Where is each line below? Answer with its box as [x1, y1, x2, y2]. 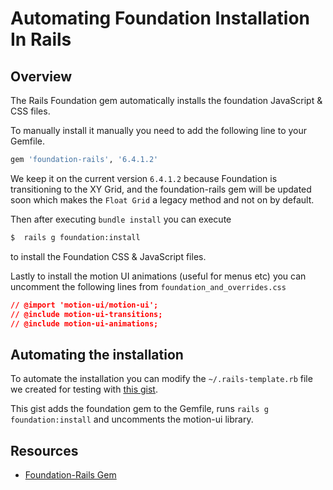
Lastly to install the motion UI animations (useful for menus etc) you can [10, 270, 307, 282]
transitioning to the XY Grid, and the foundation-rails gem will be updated [10, 183, 312, 195]
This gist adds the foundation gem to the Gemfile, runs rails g [10, 403, 269, 415]
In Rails [10, 28, 72, 51]
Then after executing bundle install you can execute [10, 213, 232, 225]
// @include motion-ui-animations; [10, 318, 159, 329]
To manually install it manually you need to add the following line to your [10, 125, 308, 136]
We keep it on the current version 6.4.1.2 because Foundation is [10, 172, 278, 184]
